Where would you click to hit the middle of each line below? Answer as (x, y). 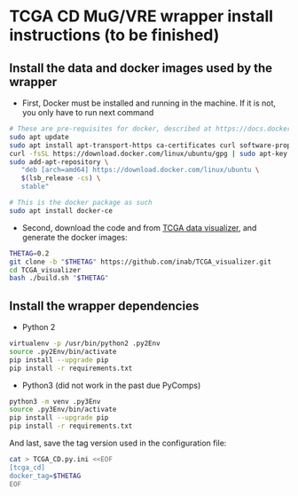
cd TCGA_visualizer (45, 270)
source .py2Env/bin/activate (63, 351)
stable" (35, 187)
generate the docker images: (75, 237)
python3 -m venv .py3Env (55, 401)
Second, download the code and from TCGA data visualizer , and (139, 227)
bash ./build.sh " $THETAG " (59, 278)
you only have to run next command (88, 112)
